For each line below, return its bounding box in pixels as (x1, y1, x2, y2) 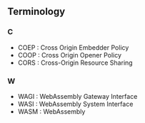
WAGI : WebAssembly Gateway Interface (17, 92, 138, 100)
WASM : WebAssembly (17, 107, 86, 116)
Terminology (7, 6, 66, 18)
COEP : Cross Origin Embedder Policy (17, 43, 129, 52)
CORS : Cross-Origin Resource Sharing (17, 58, 134, 67)
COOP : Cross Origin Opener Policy (17, 50, 122, 59)
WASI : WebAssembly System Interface (17, 100, 134, 108)
